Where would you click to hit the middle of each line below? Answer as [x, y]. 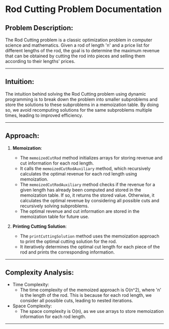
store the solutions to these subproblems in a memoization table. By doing [82, 105]
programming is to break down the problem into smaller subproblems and [81, 99]
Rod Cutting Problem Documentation [83, 9]
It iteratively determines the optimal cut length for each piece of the [90, 246]
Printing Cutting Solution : [39, 226]
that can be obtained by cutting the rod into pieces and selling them [75, 56]
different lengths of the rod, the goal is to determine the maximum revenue [82, 51]
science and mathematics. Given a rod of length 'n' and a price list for [77, 45]
